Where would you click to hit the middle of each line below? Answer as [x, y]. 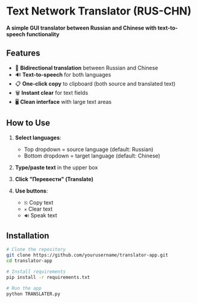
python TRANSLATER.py [33, 294]
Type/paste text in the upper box [56, 167]
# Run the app [24, 288]
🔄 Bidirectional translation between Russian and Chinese [86, 68]
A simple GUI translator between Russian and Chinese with [81, 28]
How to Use [28, 123]
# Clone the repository [36, 250]
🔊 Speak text [40, 215]
